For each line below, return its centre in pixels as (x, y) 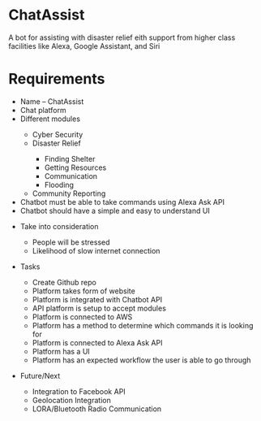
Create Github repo (64, 282)
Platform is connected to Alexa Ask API (97, 342)
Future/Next (40, 375)
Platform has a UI (61, 351)
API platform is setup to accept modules (99, 308)
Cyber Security (58, 134)
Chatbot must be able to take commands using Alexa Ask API (122, 202)
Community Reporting (69, 193)
